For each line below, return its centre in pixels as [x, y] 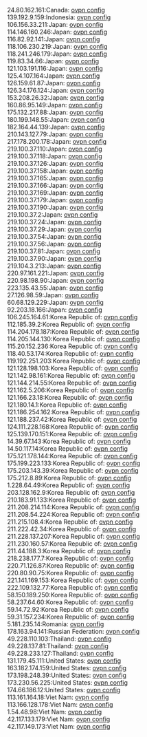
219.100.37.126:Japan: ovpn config [55, 163]
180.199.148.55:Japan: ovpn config [56, 119]
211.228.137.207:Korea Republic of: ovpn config [73, 536]
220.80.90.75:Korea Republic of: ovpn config [71, 573]
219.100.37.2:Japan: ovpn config [53, 215]
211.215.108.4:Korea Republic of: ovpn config [70, 522]
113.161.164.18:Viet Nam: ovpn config [58, 697]
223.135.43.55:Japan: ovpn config [55, 288]
